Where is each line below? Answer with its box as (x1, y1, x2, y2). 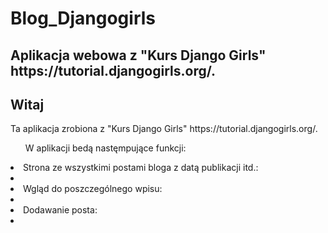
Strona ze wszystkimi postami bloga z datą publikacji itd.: (23, 162, 259, 174)
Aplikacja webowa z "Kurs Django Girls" (10, 47, 267, 64)
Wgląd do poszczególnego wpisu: (23, 183, 163, 195)
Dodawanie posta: (23, 204, 98, 216)
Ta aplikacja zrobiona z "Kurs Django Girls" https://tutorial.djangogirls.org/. (10, 123, 318, 135)
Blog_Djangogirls (10, 7, 156, 30)
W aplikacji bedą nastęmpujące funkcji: (24, 142, 187, 154)
